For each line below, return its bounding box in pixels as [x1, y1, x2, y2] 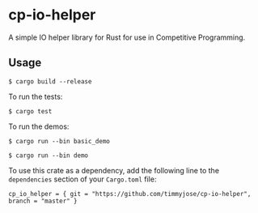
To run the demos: [8, 121, 70, 131]
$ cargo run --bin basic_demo [8, 137, 111, 145]
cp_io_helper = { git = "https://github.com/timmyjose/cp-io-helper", [8, 190, 252, 198]
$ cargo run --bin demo [8, 151, 89, 160]
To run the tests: [8, 92, 63, 101]
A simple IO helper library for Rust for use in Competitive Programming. [8, 32, 246, 42]
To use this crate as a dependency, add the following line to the [8, 165, 220, 175]
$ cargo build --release [8, 77, 92, 86]
